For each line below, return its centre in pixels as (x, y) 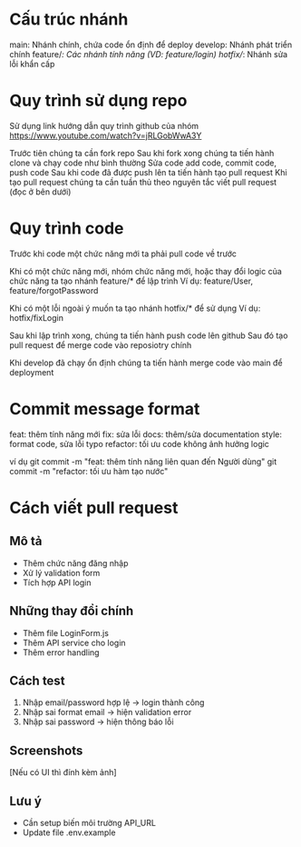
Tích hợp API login (57, 583)
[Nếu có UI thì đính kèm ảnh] (63, 772)
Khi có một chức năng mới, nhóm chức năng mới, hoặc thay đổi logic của (146, 271)
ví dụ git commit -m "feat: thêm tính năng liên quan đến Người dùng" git (143, 461)
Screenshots (46, 750)
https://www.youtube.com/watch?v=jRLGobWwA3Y (106, 135)
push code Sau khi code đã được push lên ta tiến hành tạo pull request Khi (148, 172)
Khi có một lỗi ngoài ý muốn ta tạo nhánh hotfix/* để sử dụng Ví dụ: (135, 308)
